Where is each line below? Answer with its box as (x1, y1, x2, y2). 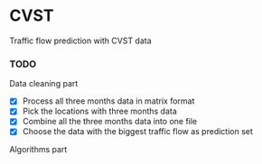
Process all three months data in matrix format (22, 96, 195, 106)
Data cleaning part (9, 78, 79, 89)
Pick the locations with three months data (22, 105, 178, 117)
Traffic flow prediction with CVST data (9, 35, 152, 46)
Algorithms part (9, 144, 68, 155)
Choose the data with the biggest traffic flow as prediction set (22, 126, 253, 137)
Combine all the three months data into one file (22, 116, 198, 127)
